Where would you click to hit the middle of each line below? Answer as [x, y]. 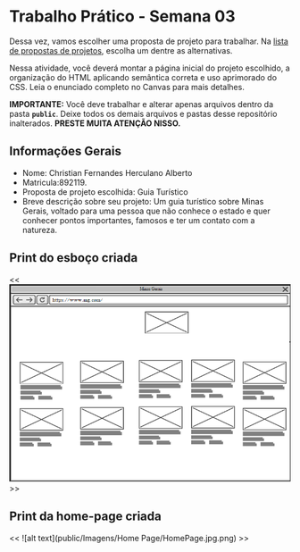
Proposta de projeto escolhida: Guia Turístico [105, 192]
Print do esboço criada [74, 258]
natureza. [40, 230]
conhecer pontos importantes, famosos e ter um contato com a [138, 220]
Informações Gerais [66, 151]
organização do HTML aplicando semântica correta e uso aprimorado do [143, 77]
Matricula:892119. [54, 182]
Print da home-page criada [86, 517]
